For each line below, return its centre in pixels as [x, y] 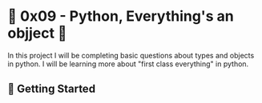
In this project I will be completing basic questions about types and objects [131, 55]
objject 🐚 [37, 33]
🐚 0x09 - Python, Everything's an [121, 16]
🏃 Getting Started [52, 89]
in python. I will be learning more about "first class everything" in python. [128, 64]
